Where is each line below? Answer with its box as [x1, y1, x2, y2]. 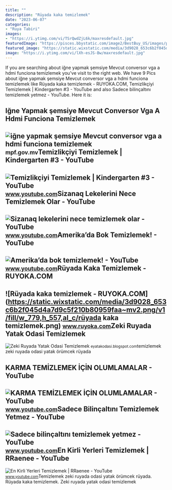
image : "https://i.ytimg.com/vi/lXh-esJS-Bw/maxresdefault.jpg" [5, 50, 145, 55]
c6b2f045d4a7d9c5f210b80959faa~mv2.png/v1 [5, 305, 165, 314]
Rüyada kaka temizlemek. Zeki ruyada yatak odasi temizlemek [5, 478, 137, 484]
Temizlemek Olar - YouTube [5, 197, 96, 206]
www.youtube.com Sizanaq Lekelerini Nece [5, 189, 137, 198]
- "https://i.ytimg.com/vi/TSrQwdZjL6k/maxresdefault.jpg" [5, 36, 134, 41]
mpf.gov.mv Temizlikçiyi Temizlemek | [5, 148, 122, 157]
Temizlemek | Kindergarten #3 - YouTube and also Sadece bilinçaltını [5, 86, 151, 92]
